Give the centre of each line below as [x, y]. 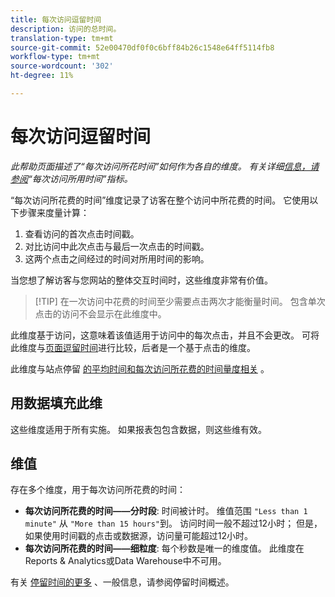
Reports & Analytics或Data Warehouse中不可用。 [125, 561]
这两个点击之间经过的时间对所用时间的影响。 [117, 258]
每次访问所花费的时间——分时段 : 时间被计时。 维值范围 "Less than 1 [166, 511]
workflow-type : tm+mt [55, 57]
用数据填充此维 [56, 403]
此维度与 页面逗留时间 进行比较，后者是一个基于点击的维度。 [133, 347]
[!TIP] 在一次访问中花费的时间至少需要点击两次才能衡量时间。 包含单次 [180, 301]
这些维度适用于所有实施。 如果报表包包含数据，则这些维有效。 [138, 429]
